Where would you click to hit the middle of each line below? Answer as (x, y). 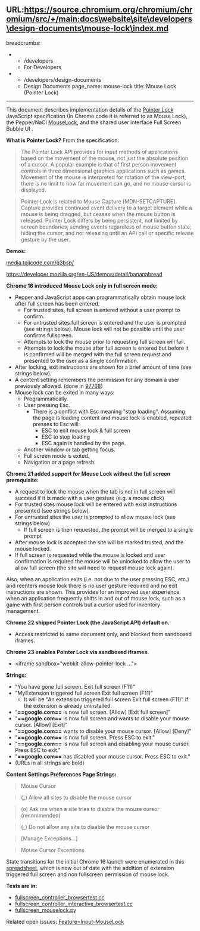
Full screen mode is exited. (57, 455)
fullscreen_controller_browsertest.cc (60, 897)
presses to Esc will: (56, 424)
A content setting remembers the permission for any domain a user (97, 380)
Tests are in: (22, 886)
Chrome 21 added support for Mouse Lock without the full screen (88, 473)
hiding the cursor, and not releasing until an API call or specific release (107, 233)
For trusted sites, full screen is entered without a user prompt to (102, 310)
